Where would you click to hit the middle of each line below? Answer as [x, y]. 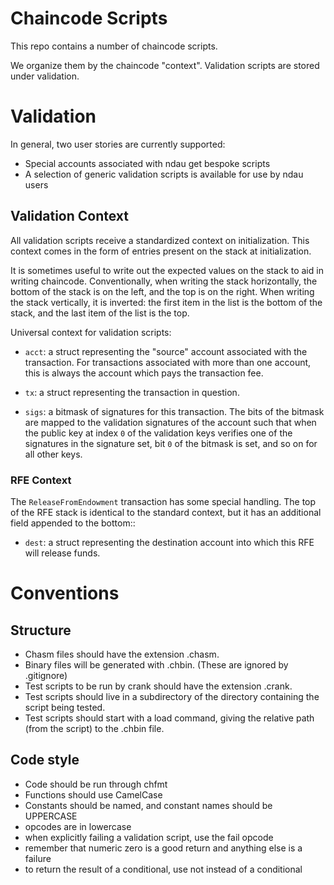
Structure [41, 630]
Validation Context [69, 216]
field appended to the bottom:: [73, 523]
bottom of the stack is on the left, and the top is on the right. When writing [162, 291]
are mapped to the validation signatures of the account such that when [170, 422]
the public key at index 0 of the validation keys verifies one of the [158, 433]
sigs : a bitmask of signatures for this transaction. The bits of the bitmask [174, 411]
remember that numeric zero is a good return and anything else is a [163, 848]
